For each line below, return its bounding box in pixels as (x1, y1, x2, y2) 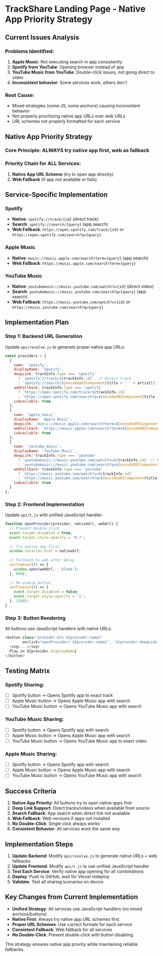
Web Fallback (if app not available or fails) (12, 176, 97, 182)
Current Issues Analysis (5, 33, 80, 41)
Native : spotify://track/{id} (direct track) (12, 216, 99, 222)
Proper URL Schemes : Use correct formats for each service (12, 921, 132, 927)
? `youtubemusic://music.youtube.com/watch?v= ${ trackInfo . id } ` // (17, 457, 155, 463)
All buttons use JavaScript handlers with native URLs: (5, 625, 112, 632)
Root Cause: (5, 92, 35, 98)
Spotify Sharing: (5, 681, 45, 688)
